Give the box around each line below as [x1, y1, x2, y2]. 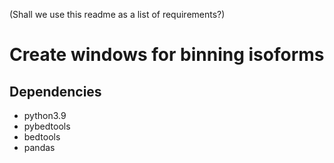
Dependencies [9, 83, 102, 100]
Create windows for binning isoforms [9, 44, 325, 66]
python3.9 [23, 110, 67, 121]
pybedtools [23, 120, 71, 132]
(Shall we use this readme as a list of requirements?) [9, 9, 226, 20]
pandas [23, 142, 56, 153]
